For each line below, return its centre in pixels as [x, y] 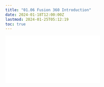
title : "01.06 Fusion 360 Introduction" [48, 10]
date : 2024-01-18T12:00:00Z [35, 15]
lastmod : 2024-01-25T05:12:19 [37, 19]
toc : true [16, 24]
